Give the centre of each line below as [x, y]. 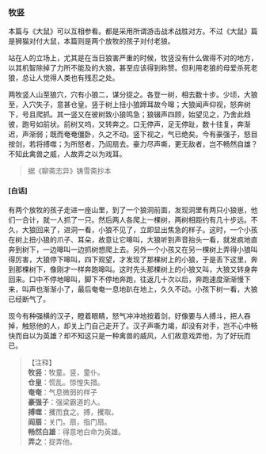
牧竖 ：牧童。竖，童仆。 [66, 372]
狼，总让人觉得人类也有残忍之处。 [64, 78]
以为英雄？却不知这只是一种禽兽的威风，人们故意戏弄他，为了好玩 [136, 335]
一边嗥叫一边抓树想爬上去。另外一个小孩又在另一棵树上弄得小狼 [146, 249]
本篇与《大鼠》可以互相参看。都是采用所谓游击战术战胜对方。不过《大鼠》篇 [133, 31]
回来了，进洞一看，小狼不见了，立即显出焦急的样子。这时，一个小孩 [146, 229]
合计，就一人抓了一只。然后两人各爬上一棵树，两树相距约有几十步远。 [136, 219]
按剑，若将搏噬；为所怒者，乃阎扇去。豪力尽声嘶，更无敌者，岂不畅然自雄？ [133, 144]
